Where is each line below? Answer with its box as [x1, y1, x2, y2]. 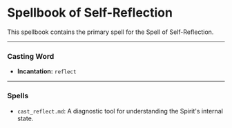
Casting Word [7, 51, 55, 61]
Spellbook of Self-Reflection [7, 5, 173, 21]
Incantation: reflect [17, 67, 77, 75]
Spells [7, 91, 29, 101]
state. [17, 114, 34, 122]
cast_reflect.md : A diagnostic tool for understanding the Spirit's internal [17, 107, 223, 115]
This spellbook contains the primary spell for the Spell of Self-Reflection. [7, 28, 214, 36]
